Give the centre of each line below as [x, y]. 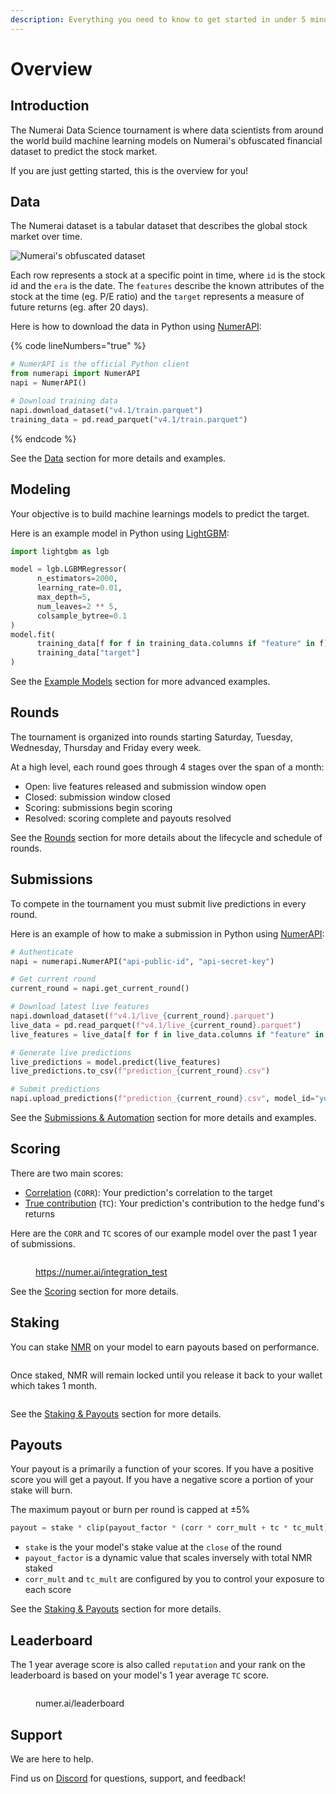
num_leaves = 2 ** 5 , [77, 606]
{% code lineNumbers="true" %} [78, 346]
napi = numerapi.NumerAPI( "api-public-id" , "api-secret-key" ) [142, 961]
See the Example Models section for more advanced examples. [140, 681]
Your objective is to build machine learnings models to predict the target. [160, 513]
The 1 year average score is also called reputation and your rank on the [158, 1665]
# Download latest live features [80, 1007]
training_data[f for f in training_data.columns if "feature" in [175, 644]
